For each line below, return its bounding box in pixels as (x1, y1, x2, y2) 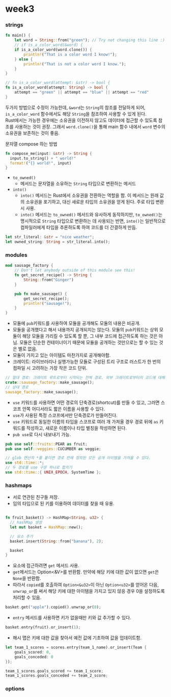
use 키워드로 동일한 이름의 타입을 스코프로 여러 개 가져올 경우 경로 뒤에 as (12, 418, 159, 424)
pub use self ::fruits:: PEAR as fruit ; (5, 441, 88, 446)
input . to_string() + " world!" (10, 155, 76, 161)
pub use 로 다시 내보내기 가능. (12, 431, 71, 437)
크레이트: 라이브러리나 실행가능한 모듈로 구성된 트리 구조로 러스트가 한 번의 (12, 358, 161, 365)
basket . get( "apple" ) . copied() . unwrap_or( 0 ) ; (5, 604, 101, 610)
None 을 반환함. (12, 575, 41, 581)
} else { (14, 57, 33, 62)
